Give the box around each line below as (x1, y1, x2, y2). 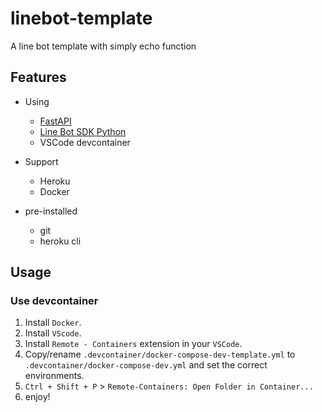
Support (24, 155, 59, 167)
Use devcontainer (10, 294, 99, 308)
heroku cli (39, 235, 82, 247)
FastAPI (39, 115, 72, 127)
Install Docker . (24, 317, 82, 329)
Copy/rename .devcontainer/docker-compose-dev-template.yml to (24, 348, 296, 361)
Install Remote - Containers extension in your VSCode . (24, 338, 243, 350)
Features (10, 69, 67, 86)
